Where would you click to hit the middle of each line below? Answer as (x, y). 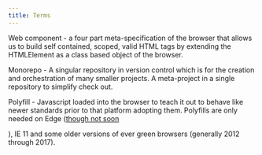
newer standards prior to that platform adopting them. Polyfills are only (123, 110)
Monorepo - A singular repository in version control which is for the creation (131, 70)
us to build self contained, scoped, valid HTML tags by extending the (120, 46)
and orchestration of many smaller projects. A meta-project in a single (122, 78)
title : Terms (30, 15)
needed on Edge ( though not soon (64, 118)
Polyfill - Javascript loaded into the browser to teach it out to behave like (126, 101)
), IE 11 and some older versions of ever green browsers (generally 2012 (124, 134)
